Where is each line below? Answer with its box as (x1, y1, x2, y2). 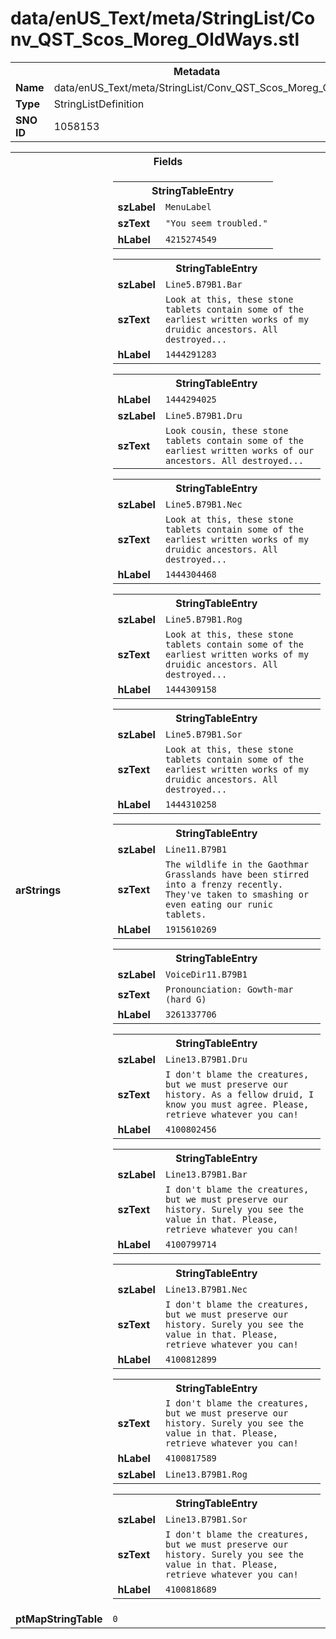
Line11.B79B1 (164, 843, 228, 855)
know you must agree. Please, (164, 1098, 310, 1110)
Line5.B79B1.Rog (164, 613, 243, 625)
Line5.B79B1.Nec (164, 498, 243, 510)
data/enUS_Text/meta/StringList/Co (10, 7, 316, 30)
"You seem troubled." (164, 217, 268, 229)
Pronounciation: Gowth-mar (164, 983, 294, 995)
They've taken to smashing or (164, 888, 310, 900)
